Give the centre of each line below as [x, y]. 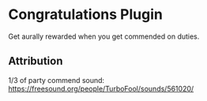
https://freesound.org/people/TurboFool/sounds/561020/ [101, 88]
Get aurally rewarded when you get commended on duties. [104, 36]
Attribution [36, 61]
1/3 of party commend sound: [56, 80]
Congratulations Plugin [86, 15]
